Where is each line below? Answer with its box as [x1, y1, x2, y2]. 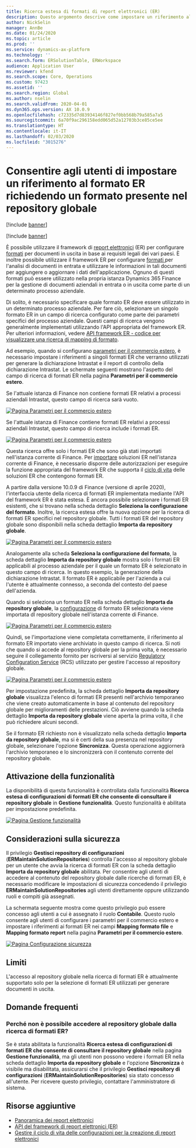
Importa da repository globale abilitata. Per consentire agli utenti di [6, 868, 169, 875]
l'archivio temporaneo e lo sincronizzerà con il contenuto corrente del [6, 748, 173, 755]
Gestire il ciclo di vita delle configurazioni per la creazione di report [14, 1129, 176, 1136]
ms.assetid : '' [6, 85, 43, 91]
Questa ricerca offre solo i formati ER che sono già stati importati [6, 447, 162, 454]
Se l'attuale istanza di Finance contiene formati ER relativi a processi [6, 418, 170, 425]
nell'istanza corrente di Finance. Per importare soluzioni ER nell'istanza [6, 453, 177, 460]
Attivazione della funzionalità [6, 771, 115, 781]
